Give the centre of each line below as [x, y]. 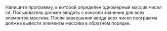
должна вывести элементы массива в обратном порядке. [68, 23]
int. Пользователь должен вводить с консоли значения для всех [75, 12]
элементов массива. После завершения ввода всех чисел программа [81, 18]
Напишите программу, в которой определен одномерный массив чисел [83, 7]
